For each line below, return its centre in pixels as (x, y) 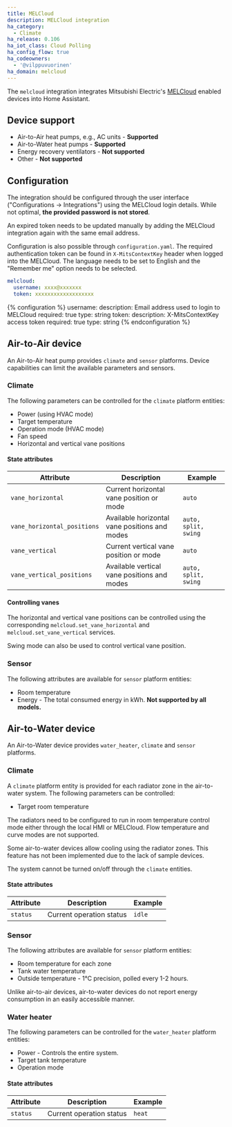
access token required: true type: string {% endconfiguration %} (99, 322)
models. (29, 707)
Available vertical (134, 566)
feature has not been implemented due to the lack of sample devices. (106, 855)
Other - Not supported (50, 159)
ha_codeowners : (29, 59)
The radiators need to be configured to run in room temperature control (109, 820)
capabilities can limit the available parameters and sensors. (91, 368)
